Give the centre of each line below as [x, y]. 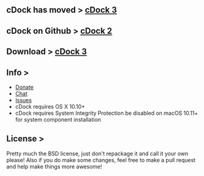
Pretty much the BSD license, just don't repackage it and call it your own [97, 153]
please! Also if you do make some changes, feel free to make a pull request [101, 160]
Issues [24, 100]
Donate [24, 87]
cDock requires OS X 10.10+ [50, 106]
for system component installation [58, 119]
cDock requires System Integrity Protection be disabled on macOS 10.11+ [107, 113]
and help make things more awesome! [54, 166]
